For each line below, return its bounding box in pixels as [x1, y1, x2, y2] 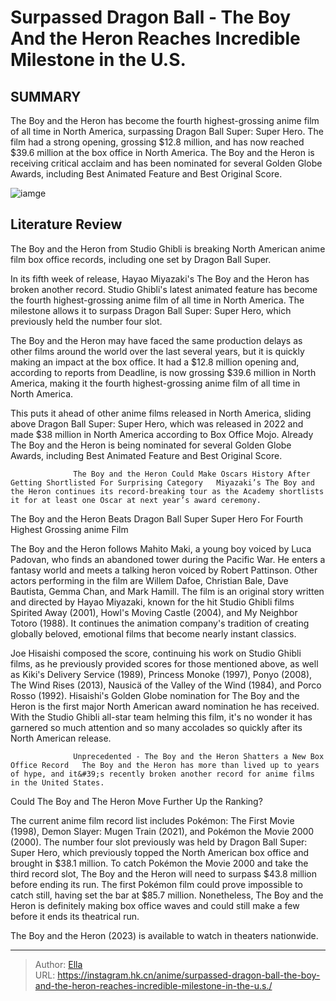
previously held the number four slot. [10, 315, 163, 327]
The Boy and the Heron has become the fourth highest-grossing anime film [10, 115, 320, 126]
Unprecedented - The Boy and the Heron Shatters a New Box [73, 751, 325, 761]
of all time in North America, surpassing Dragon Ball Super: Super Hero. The [10, 126, 324, 137]
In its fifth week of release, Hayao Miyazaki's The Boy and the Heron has [10, 272, 310, 285]
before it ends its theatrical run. [10, 910, 140, 922]
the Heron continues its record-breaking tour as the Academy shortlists [10, 486, 325, 496]
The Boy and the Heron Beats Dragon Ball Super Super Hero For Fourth [10, 512, 303, 525]
